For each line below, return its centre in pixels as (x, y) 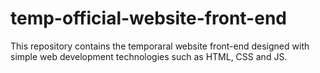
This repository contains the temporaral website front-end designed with (160, 46)
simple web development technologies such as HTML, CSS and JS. (149, 56)
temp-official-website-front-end (148, 18)
